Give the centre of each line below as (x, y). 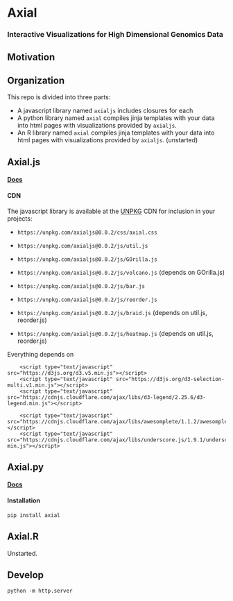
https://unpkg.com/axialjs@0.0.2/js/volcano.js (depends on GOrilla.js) (121, 272)
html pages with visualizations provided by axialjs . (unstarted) (107, 140)
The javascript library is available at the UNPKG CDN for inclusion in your (111, 211)
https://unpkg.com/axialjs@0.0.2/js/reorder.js (87, 300)
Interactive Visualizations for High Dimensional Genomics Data (115, 35)
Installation (24, 500)
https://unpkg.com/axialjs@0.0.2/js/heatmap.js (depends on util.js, (115, 333)
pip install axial (34, 515)
